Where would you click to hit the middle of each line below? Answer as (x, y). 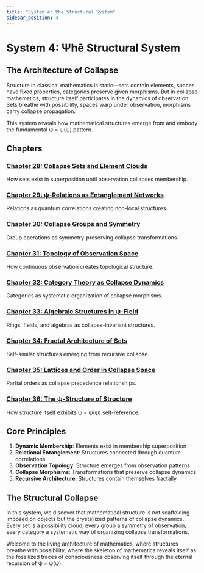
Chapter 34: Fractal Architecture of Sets (67, 341)
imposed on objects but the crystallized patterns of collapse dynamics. (95, 519)
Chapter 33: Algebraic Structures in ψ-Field (72, 312)
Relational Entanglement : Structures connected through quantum (98, 453)
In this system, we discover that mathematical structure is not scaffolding (98, 513)
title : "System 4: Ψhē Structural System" (61, 12)
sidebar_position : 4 (33, 18)
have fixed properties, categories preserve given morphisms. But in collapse (102, 92)
